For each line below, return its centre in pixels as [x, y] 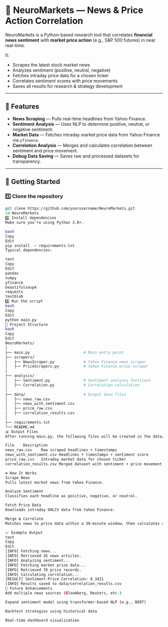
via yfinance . [26, 140]
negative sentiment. [33, 129]
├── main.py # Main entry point [64, 352]
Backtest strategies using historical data [51, 611]
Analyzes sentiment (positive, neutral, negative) [61, 70]
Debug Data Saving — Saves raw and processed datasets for [76, 156]
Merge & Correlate [24, 519]
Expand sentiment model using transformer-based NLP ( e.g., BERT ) [76, 602]
